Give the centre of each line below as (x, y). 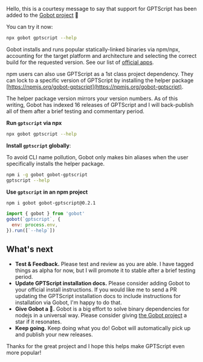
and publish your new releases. (54, 334)
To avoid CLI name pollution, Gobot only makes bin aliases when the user (97, 157)
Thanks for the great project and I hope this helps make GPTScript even (95, 346)
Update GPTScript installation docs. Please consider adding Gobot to (102, 283)
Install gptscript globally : (39, 145)
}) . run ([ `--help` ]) (31, 230)
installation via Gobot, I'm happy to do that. (68, 302)
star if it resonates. (38, 322)
